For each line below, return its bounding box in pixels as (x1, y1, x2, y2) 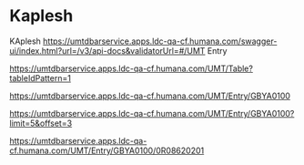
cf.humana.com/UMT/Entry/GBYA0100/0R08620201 (9, 145, 205, 156)
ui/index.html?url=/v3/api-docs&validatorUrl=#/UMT (9, 45, 206, 56)
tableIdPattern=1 (9, 72, 71, 83)
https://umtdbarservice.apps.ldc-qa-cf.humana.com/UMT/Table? (9, 63, 253, 74)
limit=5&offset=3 (9, 118, 73, 129)
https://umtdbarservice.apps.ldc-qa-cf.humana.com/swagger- (42, 36, 278, 46)
